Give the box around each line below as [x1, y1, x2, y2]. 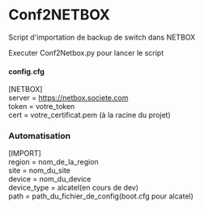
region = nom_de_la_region [8, 157, 99, 167]
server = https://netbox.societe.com [8, 93, 129, 102]
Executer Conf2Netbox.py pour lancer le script [8, 48, 164, 57]
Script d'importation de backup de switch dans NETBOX [8, 32, 196, 42]
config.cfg [8, 66, 45, 76]
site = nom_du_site [8, 165, 70, 175]
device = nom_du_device [8, 174, 91, 184]
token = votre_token [8, 102, 75, 111]
